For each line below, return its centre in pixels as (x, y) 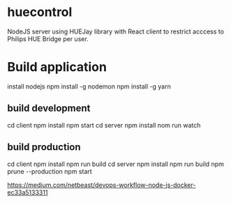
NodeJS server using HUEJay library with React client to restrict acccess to (116, 31)
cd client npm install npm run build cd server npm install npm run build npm (116, 164)
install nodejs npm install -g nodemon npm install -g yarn (89, 86)
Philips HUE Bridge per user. (48, 38)
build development (49, 108)
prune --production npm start (50, 171)
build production (44, 147)
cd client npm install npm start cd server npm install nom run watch (104, 125)
